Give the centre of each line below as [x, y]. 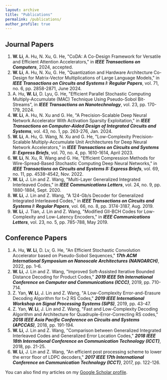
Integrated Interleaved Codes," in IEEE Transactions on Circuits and [83, 201]
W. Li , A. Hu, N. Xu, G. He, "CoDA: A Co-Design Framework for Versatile [87, 56]
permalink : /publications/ [33, 19]
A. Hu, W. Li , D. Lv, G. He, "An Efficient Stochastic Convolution [76, 250]
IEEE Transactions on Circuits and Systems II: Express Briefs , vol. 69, [86, 169]
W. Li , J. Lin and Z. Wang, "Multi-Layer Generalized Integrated [76, 180]
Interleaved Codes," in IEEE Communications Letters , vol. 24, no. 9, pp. [87, 185]
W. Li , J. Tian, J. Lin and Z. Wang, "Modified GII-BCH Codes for [77, 211]
